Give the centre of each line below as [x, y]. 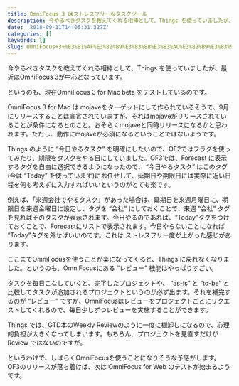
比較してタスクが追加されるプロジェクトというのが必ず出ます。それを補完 [116, 292]
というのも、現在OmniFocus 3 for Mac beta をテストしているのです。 [109, 92]
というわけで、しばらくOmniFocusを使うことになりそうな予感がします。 [114, 358]
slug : [15, 47]
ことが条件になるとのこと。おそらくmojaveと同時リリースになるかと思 [117, 125]
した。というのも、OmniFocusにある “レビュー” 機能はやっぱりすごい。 [113, 268]
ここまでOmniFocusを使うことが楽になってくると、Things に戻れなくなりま [118, 259]
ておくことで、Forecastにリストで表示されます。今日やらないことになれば [116, 226]
